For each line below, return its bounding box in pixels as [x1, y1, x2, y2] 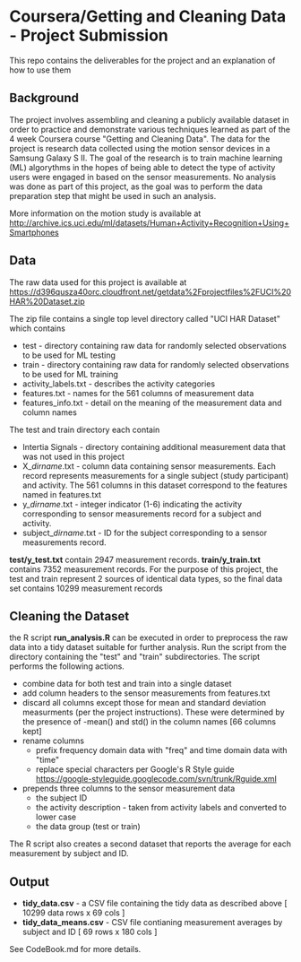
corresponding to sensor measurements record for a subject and [21, 508, 262, 519]
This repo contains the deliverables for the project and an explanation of [9, 55, 276, 65]
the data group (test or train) [35, 821, 141, 832]
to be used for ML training [21, 368, 119, 379]
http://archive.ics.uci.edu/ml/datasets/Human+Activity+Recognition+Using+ [9, 217, 289, 228]
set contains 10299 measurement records [9, 583, 163, 594]
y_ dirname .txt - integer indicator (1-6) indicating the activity [21, 498, 243, 509]
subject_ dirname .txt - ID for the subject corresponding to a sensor [21, 527, 268, 538]
